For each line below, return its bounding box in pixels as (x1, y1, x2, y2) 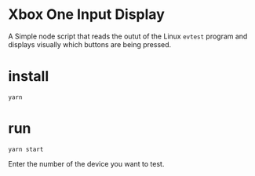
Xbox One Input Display (8, 5, 165, 24)
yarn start (8, 145, 44, 153)
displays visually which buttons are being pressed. (8, 39, 172, 49)
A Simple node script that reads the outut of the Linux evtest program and (8, 31, 248, 41)
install (8, 68, 49, 86)
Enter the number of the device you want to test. (8, 159, 165, 168)
